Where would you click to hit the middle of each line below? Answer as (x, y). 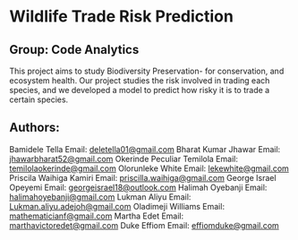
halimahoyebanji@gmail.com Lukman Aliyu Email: (100, 197)
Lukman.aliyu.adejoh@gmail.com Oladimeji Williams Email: (117, 206)
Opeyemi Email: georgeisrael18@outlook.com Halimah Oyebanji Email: (138, 187)
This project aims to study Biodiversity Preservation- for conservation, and (147, 71)
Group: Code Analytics (74, 50)
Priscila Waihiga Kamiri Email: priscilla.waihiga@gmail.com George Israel (143, 177)
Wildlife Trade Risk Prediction (122, 17)
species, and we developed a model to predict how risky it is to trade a (140, 90)
